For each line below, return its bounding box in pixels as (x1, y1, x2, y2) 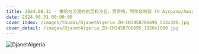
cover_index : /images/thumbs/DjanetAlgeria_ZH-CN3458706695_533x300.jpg (6, 19, 190, 25)
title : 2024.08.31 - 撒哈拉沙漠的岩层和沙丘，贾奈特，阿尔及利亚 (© (6, 8, 160, 15)
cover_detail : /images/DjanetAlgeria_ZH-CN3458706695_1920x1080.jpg (6, 25, 179, 31)
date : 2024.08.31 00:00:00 (6, 14, 73, 20)
